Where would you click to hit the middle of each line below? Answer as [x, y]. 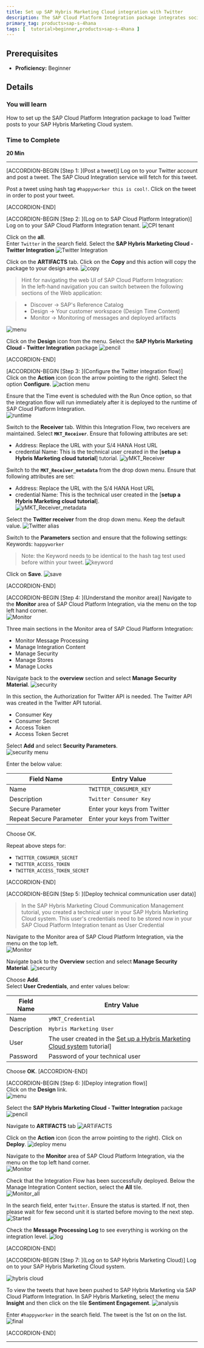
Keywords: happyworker [35, 544]
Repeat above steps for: [36, 846]
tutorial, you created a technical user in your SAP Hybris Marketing [104, 912]
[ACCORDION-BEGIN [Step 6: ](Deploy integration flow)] [77, 1083]
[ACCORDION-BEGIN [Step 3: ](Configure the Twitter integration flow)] [95, 371]
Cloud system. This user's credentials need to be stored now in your [107, 919]
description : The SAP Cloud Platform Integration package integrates [96, 18]
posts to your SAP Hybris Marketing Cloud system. [70, 124]
